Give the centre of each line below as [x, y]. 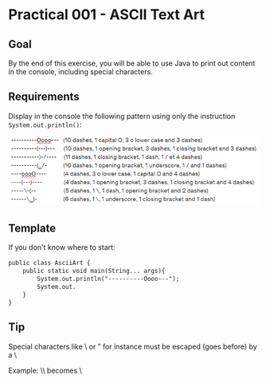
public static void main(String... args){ [94, 270]
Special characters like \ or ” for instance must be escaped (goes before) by [133, 346]
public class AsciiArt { [49, 263]
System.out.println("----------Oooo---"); [108, 278]
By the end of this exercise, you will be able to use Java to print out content [132, 63]
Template [32, 228]
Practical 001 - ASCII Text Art [107, 15]
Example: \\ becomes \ [45, 370]
